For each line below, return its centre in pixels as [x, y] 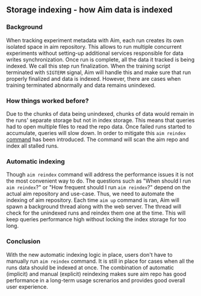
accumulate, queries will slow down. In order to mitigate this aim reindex [96, 133]
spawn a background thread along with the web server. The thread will [94, 207]
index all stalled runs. [32, 146]
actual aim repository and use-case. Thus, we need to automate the [90, 194]
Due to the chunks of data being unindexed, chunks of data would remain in [100, 113]
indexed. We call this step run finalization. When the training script [88, 66]
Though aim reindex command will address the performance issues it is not [100, 175]
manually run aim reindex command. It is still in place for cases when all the [100, 261]
